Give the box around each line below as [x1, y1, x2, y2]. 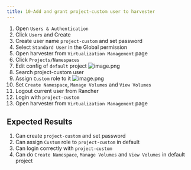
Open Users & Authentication [15, 25, 89, 32]
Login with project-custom [15, 94, 80, 101]
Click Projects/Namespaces [15, 56, 80, 63]
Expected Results [7, 117, 73, 127]
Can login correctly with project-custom [15, 145, 112, 152]
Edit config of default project [15, 62, 88, 69]
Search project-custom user [15, 68, 85, 75]
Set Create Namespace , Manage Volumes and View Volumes [15, 81, 151, 88]
